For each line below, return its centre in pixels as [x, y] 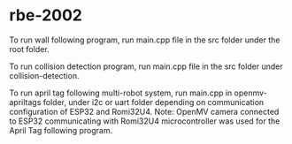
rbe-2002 [46, 15]
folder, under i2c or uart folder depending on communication [154, 102]
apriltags [25, 102]
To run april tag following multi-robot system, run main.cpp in [121, 93]
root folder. [30, 49]
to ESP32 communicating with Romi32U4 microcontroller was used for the [145, 121]
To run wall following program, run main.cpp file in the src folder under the [145, 40]
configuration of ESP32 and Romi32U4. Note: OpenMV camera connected [144, 111]
